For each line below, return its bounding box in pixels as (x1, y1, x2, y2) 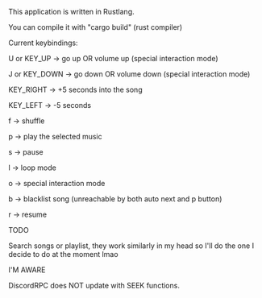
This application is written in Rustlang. (8, 7, 135, 16)
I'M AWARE (8, 265, 46, 275)
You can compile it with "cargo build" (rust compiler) (8, 23, 183, 31)
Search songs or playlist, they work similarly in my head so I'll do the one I (8, 241, 255, 250)
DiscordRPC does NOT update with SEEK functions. (8, 281, 180, 290)
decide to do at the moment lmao (8, 250, 119, 259)
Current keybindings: (8, 38, 78, 48)
